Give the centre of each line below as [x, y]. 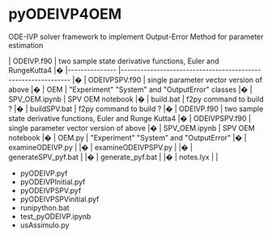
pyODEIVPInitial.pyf [53, 182]
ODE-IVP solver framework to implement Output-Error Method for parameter [136, 37]
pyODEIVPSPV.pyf [51, 190]
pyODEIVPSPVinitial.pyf [59, 199]
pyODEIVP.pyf [44, 173]
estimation [26, 45]
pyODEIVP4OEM [65, 14]
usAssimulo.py [45, 225]
